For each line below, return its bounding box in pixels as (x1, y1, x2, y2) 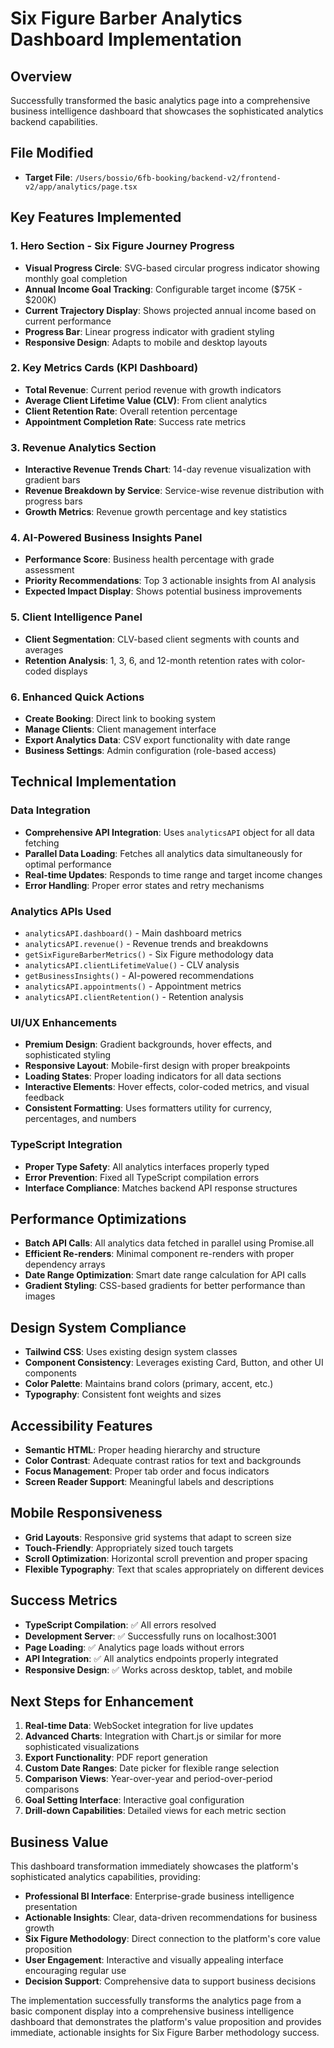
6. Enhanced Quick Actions (10, 690, 145, 704)
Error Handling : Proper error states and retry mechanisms (24, 879, 265, 891)
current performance (24, 315, 112, 327)
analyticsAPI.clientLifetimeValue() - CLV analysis (24, 958, 240, 971)
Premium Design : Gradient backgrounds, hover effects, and (24, 1038, 273, 1051)
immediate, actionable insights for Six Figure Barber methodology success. (10, 2027, 320, 2039)
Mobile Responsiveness (10, 1505, 163, 1522)
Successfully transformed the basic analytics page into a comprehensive (10, 95, 311, 106)
